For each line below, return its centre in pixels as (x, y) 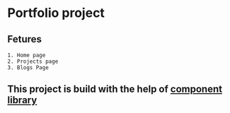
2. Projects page (33, 61)
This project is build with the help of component (115, 89)
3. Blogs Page (28, 68)
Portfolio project (56, 13)
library (22, 100)
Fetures (25, 39)
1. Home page (27, 55)
